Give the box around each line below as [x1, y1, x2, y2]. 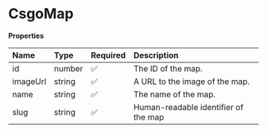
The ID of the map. [133, 63, 203, 74]
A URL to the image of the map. [133, 76, 250, 87]
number [54, 63, 83, 74]
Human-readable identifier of [133, 101, 244, 112]
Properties [8, 31, 44, 40]
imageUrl [12, 76, 47, 87]
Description [133, 49, 179, 60]
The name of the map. [133, 89, 216, 100]
